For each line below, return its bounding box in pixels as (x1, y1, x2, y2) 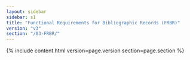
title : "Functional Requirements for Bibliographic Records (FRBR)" (6, 20, 180, 26)
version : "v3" (6, 25, 42, 31)
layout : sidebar (6, 8, 47, 15)
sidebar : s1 (6, 14, 36, 20)
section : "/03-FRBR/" (6, 31, 60, 37)
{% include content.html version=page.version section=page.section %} (6, 47, 185, 54)
